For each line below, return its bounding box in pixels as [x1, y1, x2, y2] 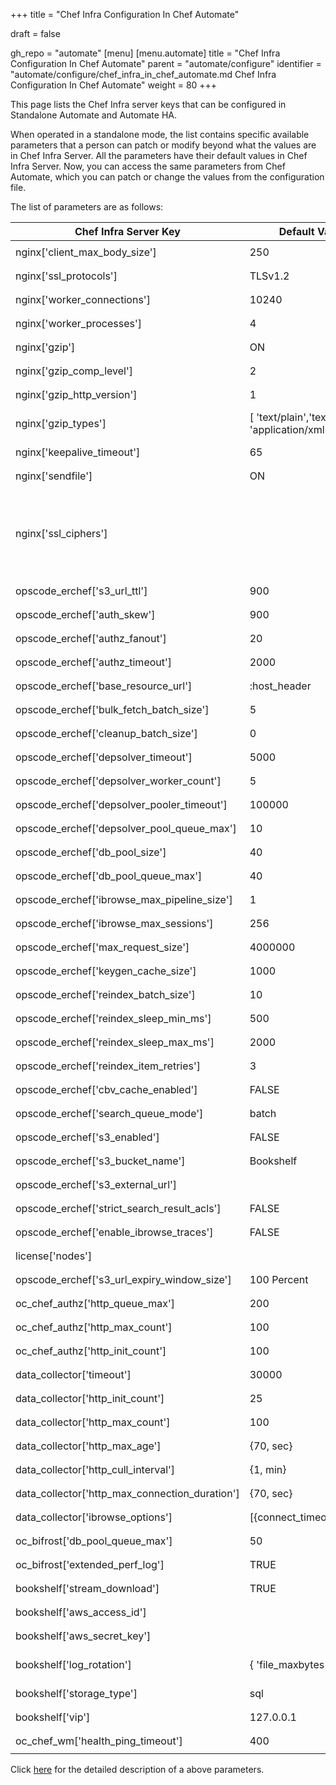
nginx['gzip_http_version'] [15, 388, 138, 401]
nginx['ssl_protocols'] [15, 269, 118, 283]
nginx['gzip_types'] [15, 417, 107, 430]
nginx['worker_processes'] [15, 317, 142, 330]
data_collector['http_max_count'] [15, 1415, 171, 1429]
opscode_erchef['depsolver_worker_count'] [15, 774, 222, 788]
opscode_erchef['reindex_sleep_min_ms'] [15, 1012, 212, 1025]
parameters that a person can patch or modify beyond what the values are [10, 139, 317, 151]
